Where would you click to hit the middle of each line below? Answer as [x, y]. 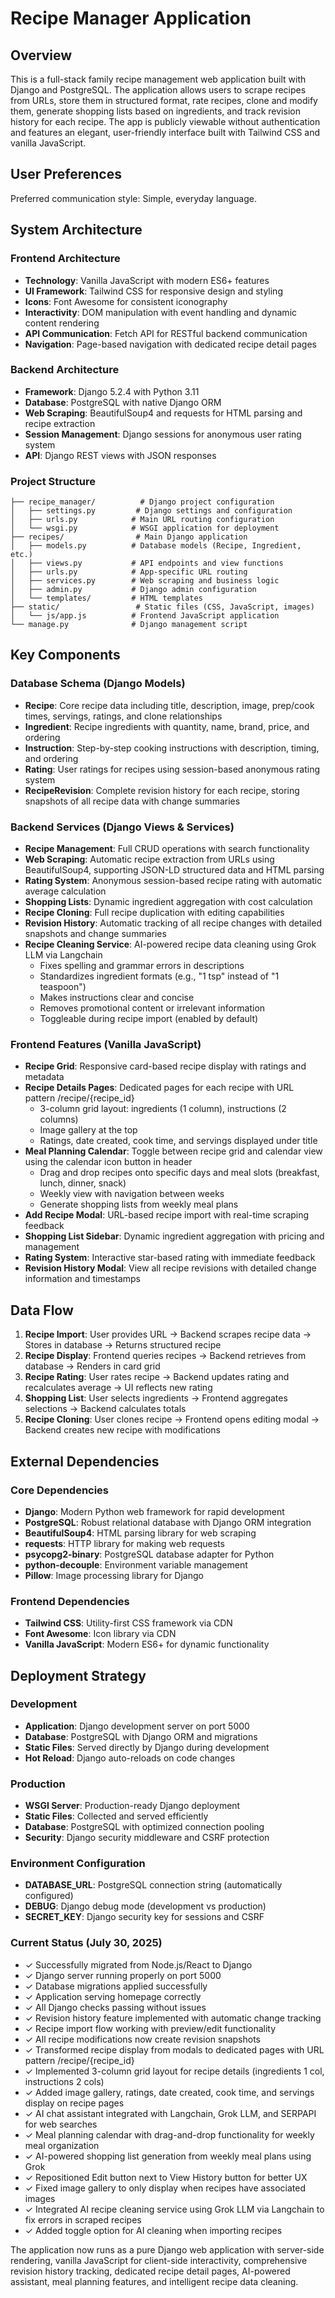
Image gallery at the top [88, 1130]
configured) [49, 1896]
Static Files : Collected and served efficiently [116, 1816]
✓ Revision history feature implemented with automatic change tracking [173, 2018]
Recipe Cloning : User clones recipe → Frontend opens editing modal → [172, 1419]
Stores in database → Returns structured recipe [123, 1345]
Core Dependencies [60, 1490]
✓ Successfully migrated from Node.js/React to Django [138, 1964]
